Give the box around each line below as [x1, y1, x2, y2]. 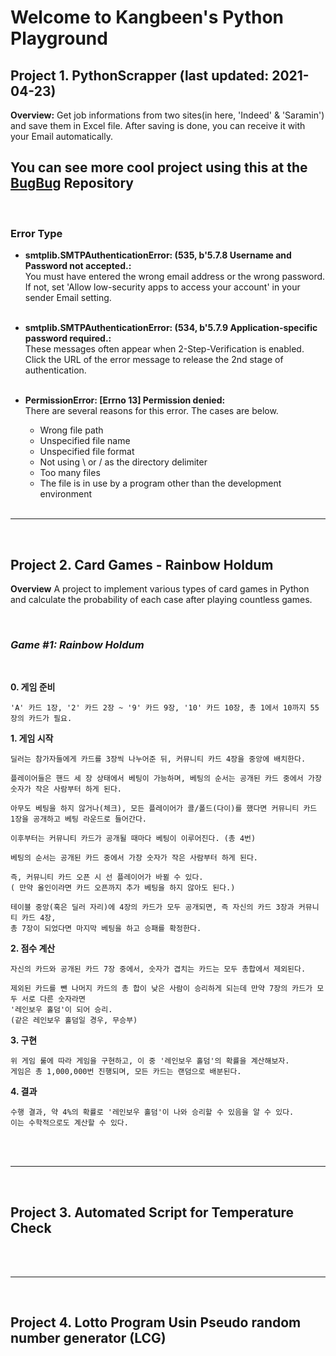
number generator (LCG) [10, 1330, 167, 1347]
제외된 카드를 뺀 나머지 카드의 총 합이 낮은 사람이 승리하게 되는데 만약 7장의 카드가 [10, 984, 313, 994]
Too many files [39, 467, 101, 479]
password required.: [24, 332, 112, 345]
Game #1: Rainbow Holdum [10, 637, 145, 651]
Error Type [10, 226, 63, 240]
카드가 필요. [28, 714, 73, 724]
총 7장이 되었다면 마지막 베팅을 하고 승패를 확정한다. [10, 924, 202, 934]
